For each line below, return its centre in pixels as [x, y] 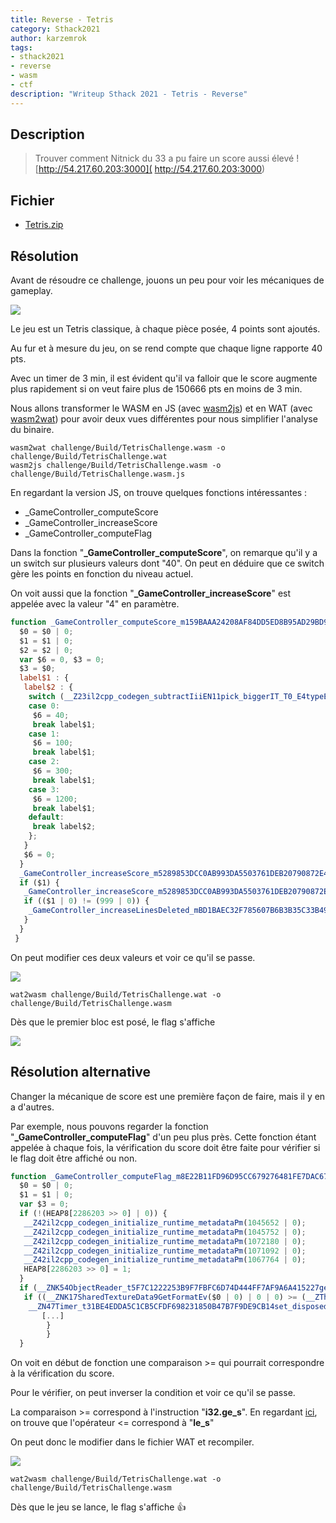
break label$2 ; [64, 827]
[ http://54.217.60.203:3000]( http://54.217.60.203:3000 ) [150, 169]
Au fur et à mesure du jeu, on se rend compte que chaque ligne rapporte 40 [166, 348]
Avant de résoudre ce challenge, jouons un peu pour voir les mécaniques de [167, 280]
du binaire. [32, 430]
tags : [21, 47]
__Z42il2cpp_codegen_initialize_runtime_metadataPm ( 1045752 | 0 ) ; [165, 1232]
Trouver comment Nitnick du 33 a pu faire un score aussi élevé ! [167, 158]
